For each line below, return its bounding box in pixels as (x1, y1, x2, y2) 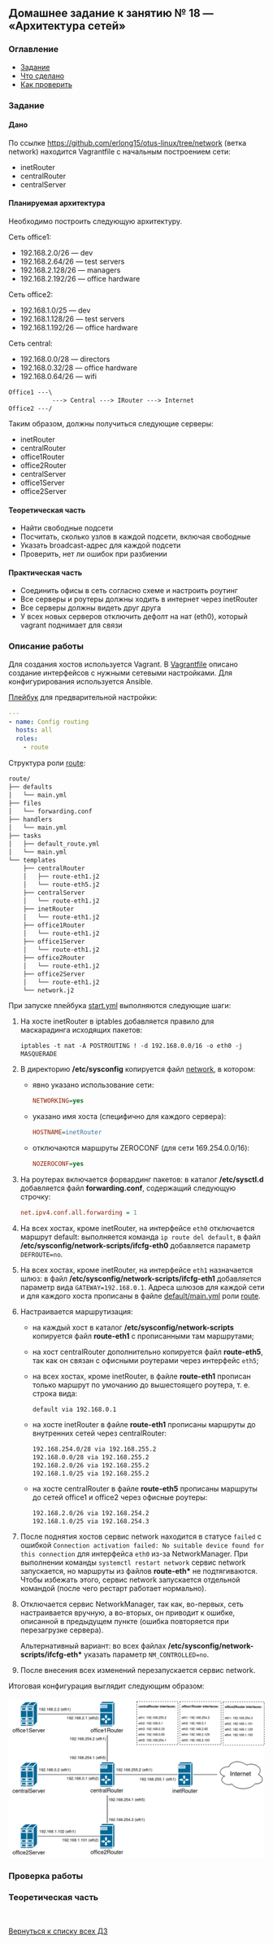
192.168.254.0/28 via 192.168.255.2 (32, 1444, 157, 1453)
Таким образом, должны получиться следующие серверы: (8, 419, 214, 429)
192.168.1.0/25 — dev (19, 305, 91, 316)
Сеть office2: (8, 290, 54, 299)
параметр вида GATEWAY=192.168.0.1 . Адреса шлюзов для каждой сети (19, 1282, 265, 1292)
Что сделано (19, 71, 65, 81)
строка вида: (32, 1388, 78, 1398)
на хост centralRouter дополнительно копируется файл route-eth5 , (32, 1347, 264, 1356)
